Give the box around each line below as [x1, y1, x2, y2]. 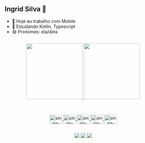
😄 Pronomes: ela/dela [11, 28, 58, 35]
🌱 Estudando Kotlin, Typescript [11, 23, 76, 29]
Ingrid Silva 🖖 [4, 5, 47, 13]
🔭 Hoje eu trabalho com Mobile [11, 18, 76, 24]
